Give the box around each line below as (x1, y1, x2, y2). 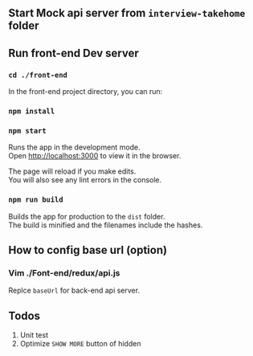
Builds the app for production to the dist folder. (8, 211, 165, 221)
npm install (8, 107, 55, 116)
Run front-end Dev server (8, 46, 139, 59)
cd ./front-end (8, 70, 68, 80)
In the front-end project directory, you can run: (8, 87, 163, 96)
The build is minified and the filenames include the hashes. (8, 220, 203, 230)
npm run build (8, 195, 63, 204)
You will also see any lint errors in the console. (8, 175, 162, 185)
